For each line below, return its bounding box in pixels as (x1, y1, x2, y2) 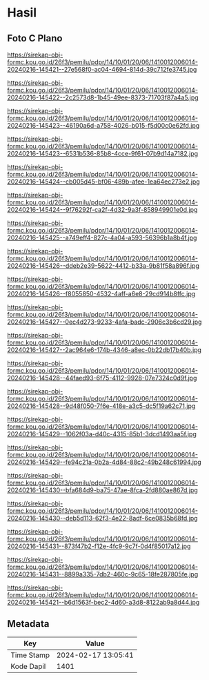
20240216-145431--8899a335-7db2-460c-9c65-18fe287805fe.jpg (7, 570, 199, 578)
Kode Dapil (10, 661, 46, 671)
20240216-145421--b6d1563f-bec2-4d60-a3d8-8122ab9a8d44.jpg (7, 599, 200, 606)
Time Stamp (10, 650, 50, 660)
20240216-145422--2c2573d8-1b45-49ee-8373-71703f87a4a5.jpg (7, 93, 199, 101)
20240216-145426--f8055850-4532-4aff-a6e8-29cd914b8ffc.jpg (7, 290, 196, 298)
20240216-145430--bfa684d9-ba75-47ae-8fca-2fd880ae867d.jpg (7, 486, 198, 494)
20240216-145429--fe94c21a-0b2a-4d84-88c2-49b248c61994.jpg (7, 458, 201, 466)
